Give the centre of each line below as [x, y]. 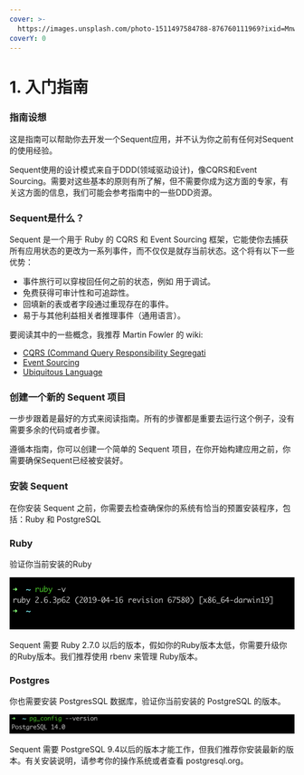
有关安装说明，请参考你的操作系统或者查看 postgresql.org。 [137, 760]
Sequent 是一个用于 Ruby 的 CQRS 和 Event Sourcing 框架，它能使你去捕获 [149, 239]
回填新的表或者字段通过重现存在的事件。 [98, 305]
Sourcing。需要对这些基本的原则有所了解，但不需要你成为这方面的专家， [145, 180]
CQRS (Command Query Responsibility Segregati [114, 353]
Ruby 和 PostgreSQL [63, 519]
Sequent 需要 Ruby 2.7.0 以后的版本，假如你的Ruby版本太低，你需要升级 [144, 644]
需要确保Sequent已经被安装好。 [69, 460]
